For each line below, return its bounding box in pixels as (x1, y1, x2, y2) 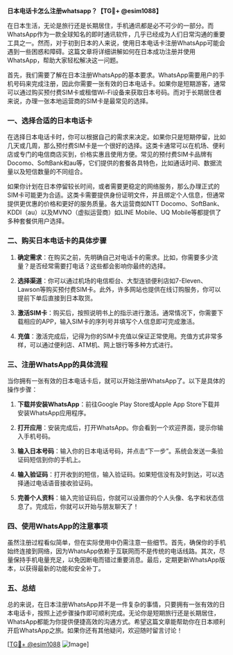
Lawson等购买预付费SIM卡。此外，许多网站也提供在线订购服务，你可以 (17, 285, 221, 293)
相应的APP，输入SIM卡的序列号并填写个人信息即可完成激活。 (23, 317, 199, 325)
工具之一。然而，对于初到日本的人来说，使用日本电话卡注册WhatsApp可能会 (7, 39, 225, 47)
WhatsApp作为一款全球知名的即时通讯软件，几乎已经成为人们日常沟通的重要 (7, 30, 225, 38)
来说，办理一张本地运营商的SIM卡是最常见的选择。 (7, 97, 153, 105)
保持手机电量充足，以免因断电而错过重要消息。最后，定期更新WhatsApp (12, 556, 220, 564)
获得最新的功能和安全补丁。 (25, 564, 105, 573)
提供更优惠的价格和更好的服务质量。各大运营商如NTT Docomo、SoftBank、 (7, 200, 223, 208)
